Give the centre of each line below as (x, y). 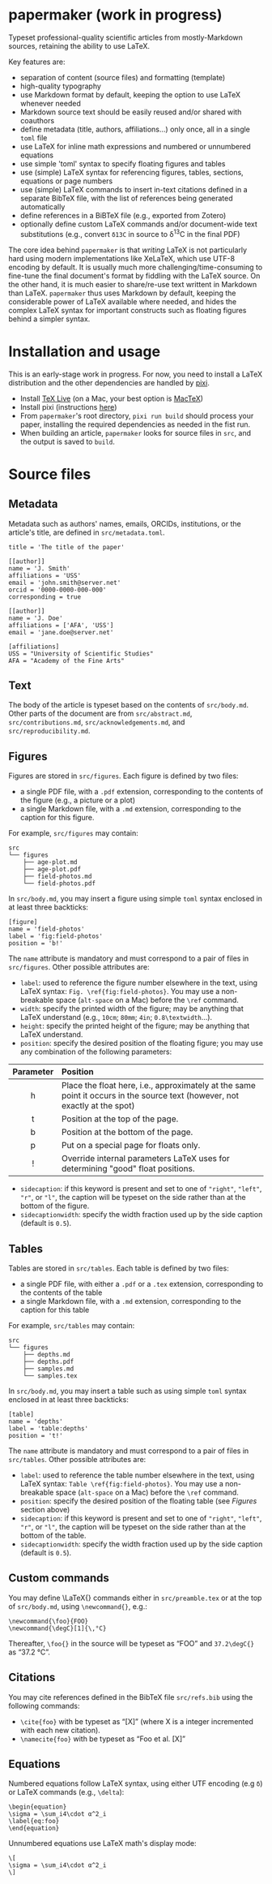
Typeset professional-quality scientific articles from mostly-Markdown (125, 37)
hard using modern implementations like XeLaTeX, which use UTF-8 (122, 258)
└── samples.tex (51, 1376)
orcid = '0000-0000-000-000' (57, 590)
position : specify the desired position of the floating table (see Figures (138, 1501)
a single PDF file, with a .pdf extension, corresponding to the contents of (142, 792)
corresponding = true (45, 597)
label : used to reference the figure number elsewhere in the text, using (138, 983)
